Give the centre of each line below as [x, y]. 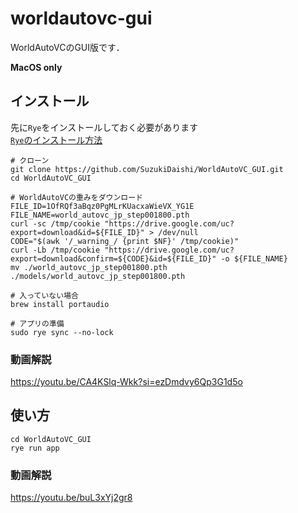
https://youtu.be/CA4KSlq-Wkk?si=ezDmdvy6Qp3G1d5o [126, 382]
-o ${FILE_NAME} [254, 258]
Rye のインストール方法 [56, 139]
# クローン [30, 160]
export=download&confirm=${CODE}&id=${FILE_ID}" [113, 258]
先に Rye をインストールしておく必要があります [104, 127]
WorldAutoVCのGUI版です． [67, 47]
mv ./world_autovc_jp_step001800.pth [89, 267]
